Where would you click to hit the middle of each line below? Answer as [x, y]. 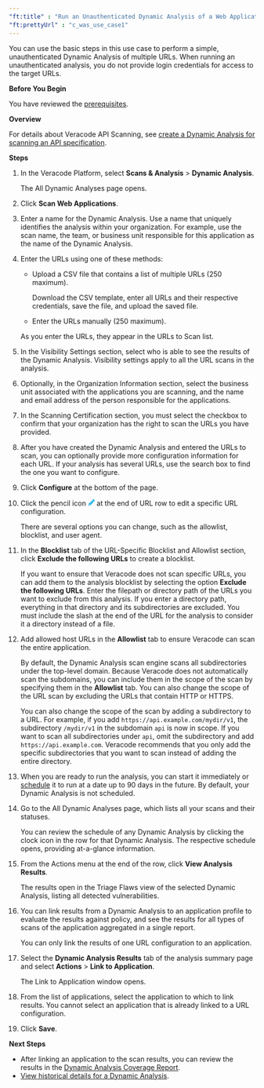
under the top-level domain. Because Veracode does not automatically [134, 670]
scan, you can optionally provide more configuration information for [129, 455]
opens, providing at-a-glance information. [88, 849]
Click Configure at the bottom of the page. [89, 487]
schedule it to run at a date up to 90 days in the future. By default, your [135, 784]
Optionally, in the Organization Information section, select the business [134, 383]
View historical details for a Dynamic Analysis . [94, 1075]
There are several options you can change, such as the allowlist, [124, 527]
